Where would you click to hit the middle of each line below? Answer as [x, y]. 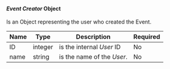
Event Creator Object [34, 8]
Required [147, 37]
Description [93, 37]
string [41, 57]
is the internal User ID [90, 47]
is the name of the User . [93, 57]
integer [43, 47]
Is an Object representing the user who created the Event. [79, 22]
